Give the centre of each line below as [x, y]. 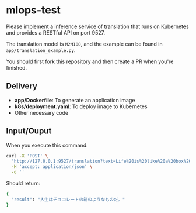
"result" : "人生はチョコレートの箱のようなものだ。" [68, 200]
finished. [17, 67]
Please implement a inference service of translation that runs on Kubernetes [97, 26]
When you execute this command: [47, 145]
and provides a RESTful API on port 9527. [56, 32]
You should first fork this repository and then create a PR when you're [90, 61]
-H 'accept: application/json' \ [52, 167]
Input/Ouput [29, 131]
